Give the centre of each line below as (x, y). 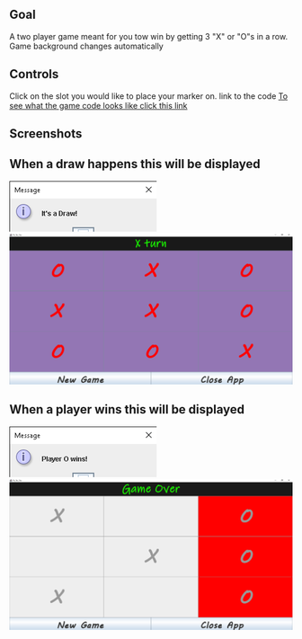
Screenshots (46, 134)
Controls (34, 74)
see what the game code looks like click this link (98, 105)
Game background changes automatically (86, 46)
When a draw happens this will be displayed (135, 164)
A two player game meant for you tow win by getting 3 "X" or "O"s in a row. (149, 36)
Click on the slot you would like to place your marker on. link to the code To (149, 96)
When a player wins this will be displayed (127, 409)
